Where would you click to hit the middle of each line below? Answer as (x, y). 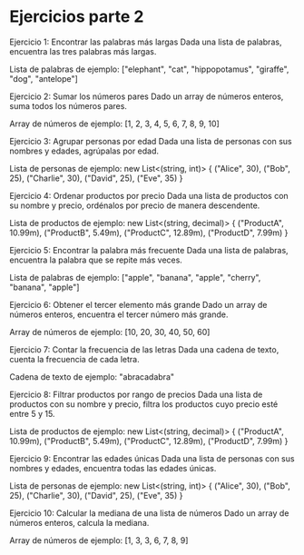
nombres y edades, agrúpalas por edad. (84, 151)
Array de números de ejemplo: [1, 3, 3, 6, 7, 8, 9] (99, 540)
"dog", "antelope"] (44, 78)
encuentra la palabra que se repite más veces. (96, 260)
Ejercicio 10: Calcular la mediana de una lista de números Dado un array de (149, 513)
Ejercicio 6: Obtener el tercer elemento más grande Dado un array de (138, 304)
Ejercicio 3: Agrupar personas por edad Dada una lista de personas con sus (151, 141)
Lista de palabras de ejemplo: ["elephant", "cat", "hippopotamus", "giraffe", (149, 69)
